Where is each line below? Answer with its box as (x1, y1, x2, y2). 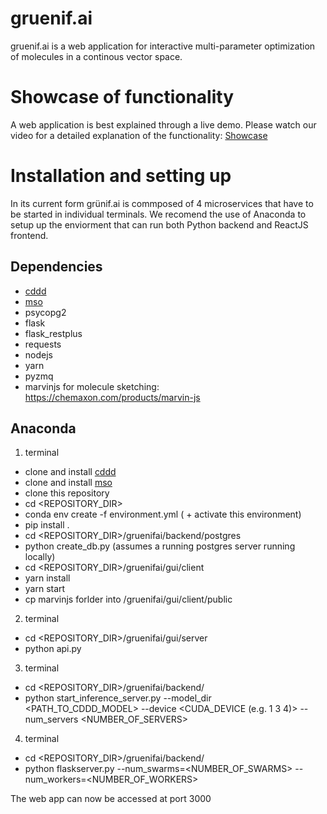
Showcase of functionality (10, 86, 234, 109)
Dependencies (10, 258, 103, 276)
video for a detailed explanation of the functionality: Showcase (10, 129, 268, 141)
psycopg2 (24, 306, 67, 318)
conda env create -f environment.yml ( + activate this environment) (24, 508, 302, 521)
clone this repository (24, 487, 110, 499)
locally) (24, 551, 56, 563)
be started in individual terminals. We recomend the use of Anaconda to (10, 208, 307, 220)
